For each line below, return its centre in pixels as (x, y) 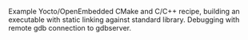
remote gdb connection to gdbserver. (70, 28)
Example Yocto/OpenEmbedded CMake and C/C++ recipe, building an (124, 11)
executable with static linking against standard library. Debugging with (124, 20)
